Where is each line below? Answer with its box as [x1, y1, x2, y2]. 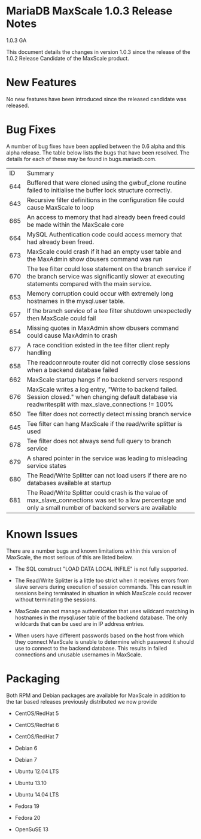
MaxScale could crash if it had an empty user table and [26, 247, 181, 256]
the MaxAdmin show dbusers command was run [26, 255, 163, 263]
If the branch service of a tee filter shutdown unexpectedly [26, 307, 191, 315]
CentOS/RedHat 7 [14, 732, 59, 740]
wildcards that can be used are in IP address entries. [14, 620, 145, 627]
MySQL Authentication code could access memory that [26, 230, 182, 238]
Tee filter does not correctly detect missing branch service [26, 410, 191, 418]
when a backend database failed [26, 365, 118, 374]
